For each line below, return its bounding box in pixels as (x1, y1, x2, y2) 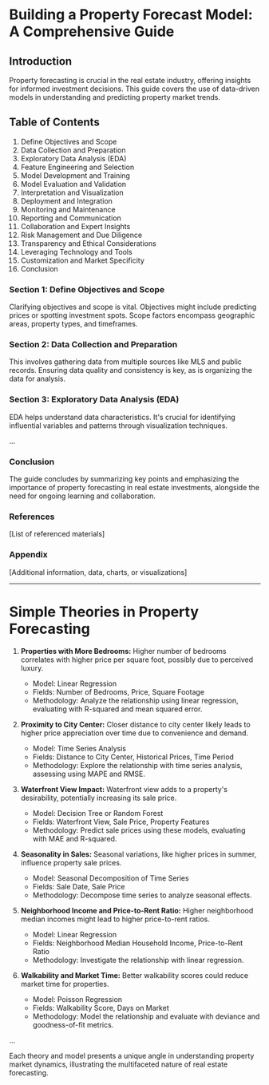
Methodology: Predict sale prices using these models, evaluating (32, 825, 246, 835)
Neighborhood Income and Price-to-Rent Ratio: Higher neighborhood (20, 905, 254, 915)
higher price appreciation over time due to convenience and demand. (20, 728, 249, 738)
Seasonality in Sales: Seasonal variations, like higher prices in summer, (20, 849, 257, 859)
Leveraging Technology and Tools (20, 247, 133, 256)
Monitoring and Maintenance (20, 204, 116, 214)
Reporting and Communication (20, 213, 122, 223)
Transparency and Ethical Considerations (20, 238, 156, 248)
